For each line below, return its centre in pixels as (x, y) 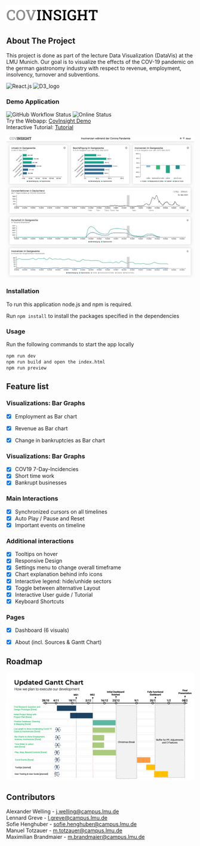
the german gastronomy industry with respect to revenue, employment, (94, 68)
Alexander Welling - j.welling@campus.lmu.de (63, 811)
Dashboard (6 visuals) (42, 630)
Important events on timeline (50, 525)
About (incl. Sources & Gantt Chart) (58, 642)
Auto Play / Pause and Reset (50, 518)
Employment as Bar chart (46, 416)
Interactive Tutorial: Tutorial (40, 127)
